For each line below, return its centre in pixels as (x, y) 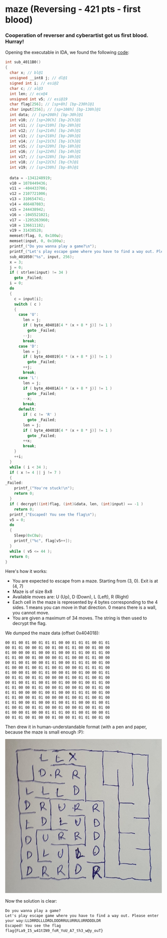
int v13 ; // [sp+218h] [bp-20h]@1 (45, 136)
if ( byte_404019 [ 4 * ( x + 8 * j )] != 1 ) (68, 357)
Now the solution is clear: (31, 901)
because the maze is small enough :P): (45, 732)
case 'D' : (28, 346)
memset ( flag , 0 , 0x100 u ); (37, 236)
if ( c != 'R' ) (40, 415)
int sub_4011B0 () (23, 62)
